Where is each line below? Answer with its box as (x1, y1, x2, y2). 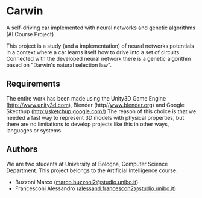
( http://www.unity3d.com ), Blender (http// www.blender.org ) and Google (6, 101, 185, 108)
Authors (6, 144, 38, 155)
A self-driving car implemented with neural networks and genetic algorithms (6, 24, 196, 31)
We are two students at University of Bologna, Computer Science (6, 160, 168, 167)
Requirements (6, 79, 60, 89)
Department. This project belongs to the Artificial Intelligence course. (6, 167, 178, 174)
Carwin (6, 4, 43, 18)
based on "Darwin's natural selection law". (6, 61, 112, 69)
